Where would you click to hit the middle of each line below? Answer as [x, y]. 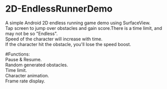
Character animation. [27, 75]
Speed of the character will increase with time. [54, 39]
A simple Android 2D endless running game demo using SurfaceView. [78, 23]
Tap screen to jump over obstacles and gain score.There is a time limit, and [84, 28]
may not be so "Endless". [31, 33]
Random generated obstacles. [37, 65]
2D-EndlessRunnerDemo [59, 9]
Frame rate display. [25, 81]
